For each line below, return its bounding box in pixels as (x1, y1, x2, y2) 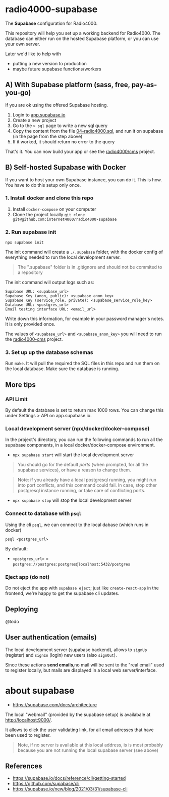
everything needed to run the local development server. (5, 254, 121, 260)
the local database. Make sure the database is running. (5, 366, 120, 372)
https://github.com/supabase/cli (12, 781, 80, 787)
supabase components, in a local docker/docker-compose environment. (5, 442, 155, 448)
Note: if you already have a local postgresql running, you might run (17, 477, 156, 483)
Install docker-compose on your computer (12, 206, 97, 212)
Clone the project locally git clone (12, 211, 85, 217)
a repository (17, 269, 43, 275)
